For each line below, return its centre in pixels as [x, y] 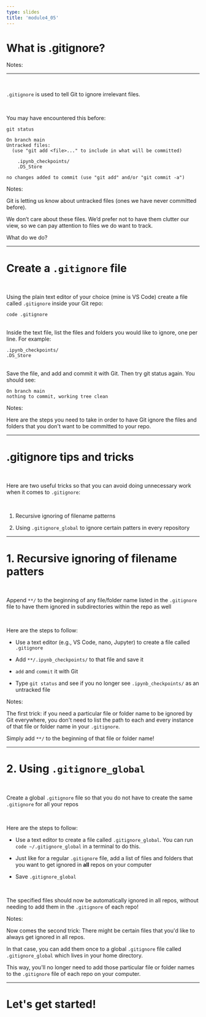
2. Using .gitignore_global [76, 769]
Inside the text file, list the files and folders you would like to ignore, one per [102, 333]
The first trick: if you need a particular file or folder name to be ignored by [100, 714]
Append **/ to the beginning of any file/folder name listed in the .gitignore [102, 600]
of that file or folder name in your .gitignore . [63, 727]
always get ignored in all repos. [46, 937]
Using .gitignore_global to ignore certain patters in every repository [102, 528]
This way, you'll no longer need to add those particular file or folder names [101, 967]
